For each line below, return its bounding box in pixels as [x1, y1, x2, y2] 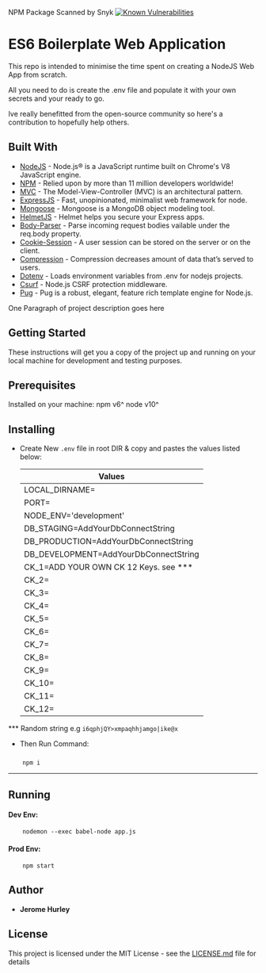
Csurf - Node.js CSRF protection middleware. [19, 279, 168, 289]
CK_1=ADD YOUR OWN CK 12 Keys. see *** [23, 561, 193, 573]
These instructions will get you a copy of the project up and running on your [8, 347, 256, 357]
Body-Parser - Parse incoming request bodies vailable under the [19, 220, 230, 230]
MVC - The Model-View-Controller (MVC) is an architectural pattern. [19, 186, 243, 196]
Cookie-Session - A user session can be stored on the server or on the [19, 237, 251, 247]
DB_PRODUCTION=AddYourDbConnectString [23, 536, 194, 547]
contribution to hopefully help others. [8, 117, 130, 127]
